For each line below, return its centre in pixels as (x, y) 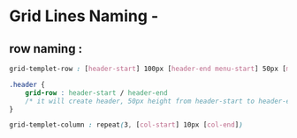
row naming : (46, 49)
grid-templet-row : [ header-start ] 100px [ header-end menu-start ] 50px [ (148, 69)
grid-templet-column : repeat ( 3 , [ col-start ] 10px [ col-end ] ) (126, 125)
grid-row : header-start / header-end (96, 93)
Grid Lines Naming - (84, 16)
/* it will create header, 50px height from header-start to (140, 101)
